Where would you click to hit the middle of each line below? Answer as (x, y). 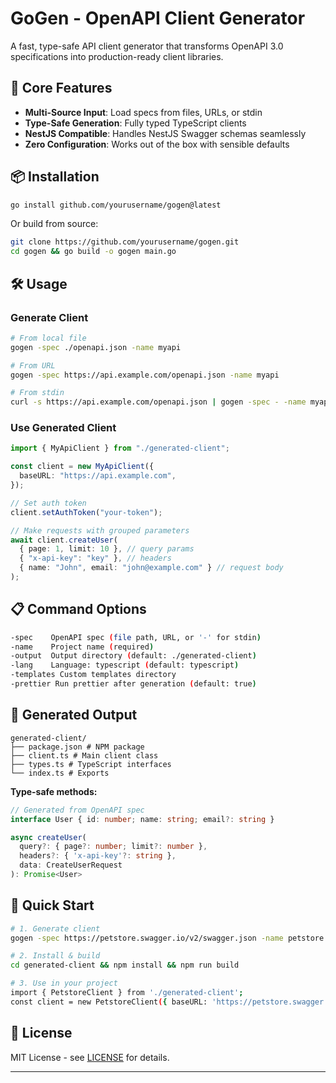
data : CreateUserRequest (71, 865)
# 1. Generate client (55, 928)
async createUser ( (48, 837)
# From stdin (37, 393)
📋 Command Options (78, 609)
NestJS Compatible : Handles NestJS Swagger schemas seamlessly (165, 133)
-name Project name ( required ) (82, 647)
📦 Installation (55, 177)
